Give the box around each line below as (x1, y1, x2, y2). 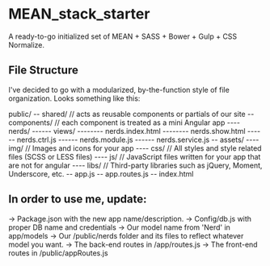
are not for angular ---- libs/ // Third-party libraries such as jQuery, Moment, (8, 160, 263, 170)
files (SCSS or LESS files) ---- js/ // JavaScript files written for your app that (8, 152, 261, 161)
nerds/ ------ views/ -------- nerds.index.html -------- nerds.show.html (8, 126, 246, 135)
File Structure (8, 64, 78, 77)
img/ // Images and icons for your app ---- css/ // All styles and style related (8, 143, 262, 153)
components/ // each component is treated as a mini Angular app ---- (8, 118, 241, 127)
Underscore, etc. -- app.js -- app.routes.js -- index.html (8, 168, 194, 178)
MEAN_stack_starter (8, 5, 150, 23)
